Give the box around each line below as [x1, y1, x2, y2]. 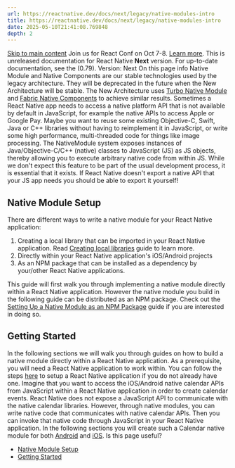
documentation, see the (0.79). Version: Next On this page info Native [7, 64, 208, 72]
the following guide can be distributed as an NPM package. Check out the [7, 295, 221, 303]
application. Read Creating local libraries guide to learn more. [17, 244, 195, 253]
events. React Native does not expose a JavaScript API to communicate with [7, 393, 229, 402]
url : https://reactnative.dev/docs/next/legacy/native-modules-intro [7, 10, 215, 18]
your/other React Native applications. [17, 267, 125, 275]
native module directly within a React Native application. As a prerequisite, [7, 356, 222, 365]
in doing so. [7, 310, 41, 319]
